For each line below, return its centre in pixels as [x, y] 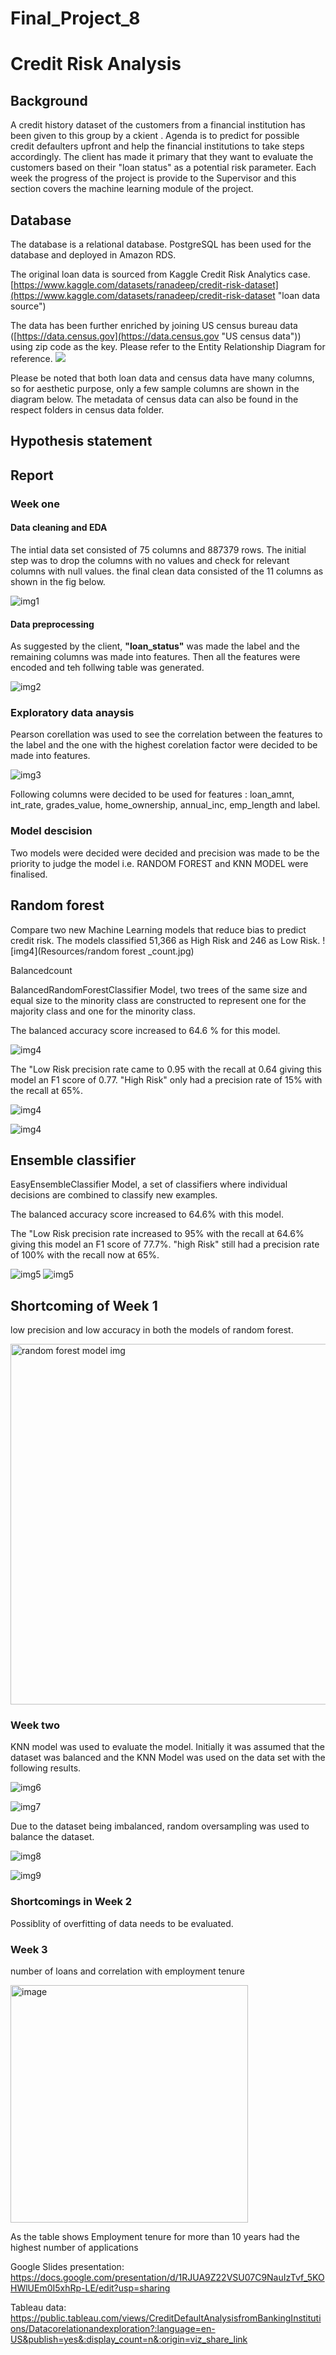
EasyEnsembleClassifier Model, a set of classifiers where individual [149, 1184]
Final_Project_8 [75, 18]
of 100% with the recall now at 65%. [85, 1255]
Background [49, 100]
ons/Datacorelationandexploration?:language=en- [113, 2329]
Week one [35, 504]
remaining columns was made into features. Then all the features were [155, 657]
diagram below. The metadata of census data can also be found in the [154, 399]
